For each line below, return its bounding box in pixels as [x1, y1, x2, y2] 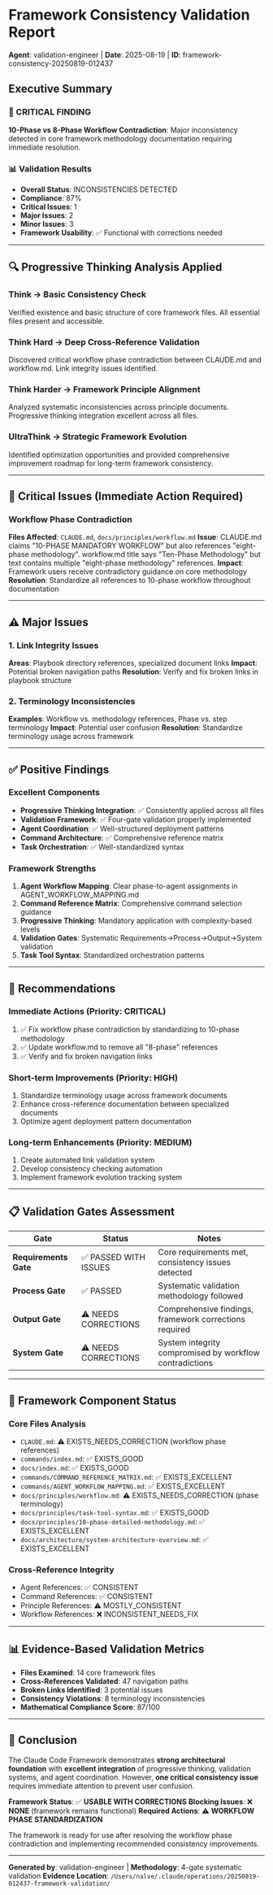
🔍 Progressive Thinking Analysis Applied [8, 260, 223, 274]
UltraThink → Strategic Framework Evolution [8, 431, 187, 442]
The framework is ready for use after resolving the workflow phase [8, 1830, 233, 1840]
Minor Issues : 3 [19, 219, 75, 228]
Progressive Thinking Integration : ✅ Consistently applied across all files [19, 805, 264, 815]
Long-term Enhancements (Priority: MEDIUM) [8, 1137, 193, 1148]
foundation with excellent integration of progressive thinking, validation [8, 1763, 252, 1773]
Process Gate [12, 1285, 66, 1297]
